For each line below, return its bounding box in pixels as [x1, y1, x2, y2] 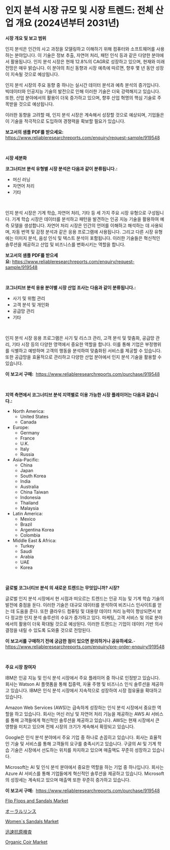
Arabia [20, 553, 34, 559]
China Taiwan [20, 489, 49, 495]
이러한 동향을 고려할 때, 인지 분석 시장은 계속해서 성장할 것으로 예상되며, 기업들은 [5, 112, 164, 118]
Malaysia [20, 505, 39, 511]
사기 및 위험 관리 [12, 295, 46, 301]
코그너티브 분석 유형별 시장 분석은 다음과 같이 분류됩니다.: [5, 165, 118, 171]
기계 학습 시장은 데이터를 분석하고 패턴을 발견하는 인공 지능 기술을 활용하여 [12, 216, 159, 222]
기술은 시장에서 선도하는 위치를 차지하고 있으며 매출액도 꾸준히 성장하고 [10, 747, 151, 753]
